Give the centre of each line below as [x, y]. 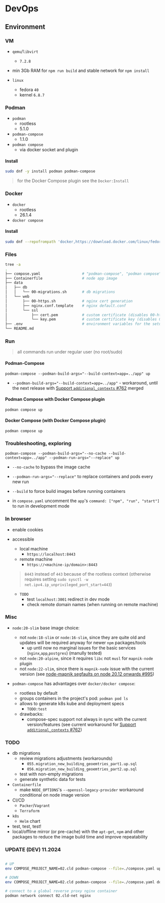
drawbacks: [31, 714]
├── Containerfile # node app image [61, 278]
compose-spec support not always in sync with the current [87, 719]
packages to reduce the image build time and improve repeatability [80, 837]
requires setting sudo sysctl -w [56, 579]
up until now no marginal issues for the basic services [81, 647]
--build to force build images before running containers [69, 491]
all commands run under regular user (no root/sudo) [70, 352]
